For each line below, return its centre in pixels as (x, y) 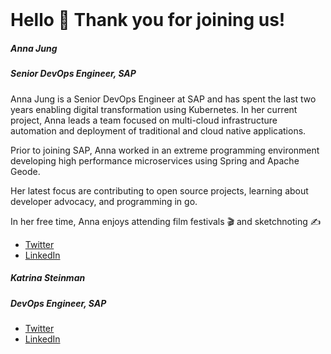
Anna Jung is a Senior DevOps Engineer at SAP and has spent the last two (163, 99)
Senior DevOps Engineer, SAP (73, 74)
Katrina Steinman (48, 278)
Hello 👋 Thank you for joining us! (148, 20)
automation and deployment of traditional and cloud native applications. (158, 130)
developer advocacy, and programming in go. (104, 201)
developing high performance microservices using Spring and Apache (155, 160)
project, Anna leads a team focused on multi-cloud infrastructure (144, 120)
